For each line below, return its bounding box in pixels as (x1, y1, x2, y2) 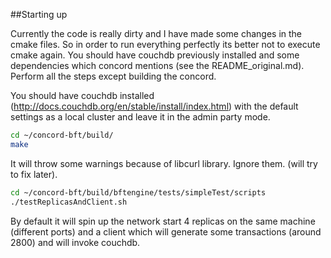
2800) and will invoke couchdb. (10, 236, 141, 248)
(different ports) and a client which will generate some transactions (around (10, 225, 322, 238)
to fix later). (10, 168, 58, 180)
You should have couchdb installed (10, 90, 155, 101)
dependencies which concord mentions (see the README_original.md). (10, 60, 305, 71)
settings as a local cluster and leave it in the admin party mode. (10, 111, 271, 123)
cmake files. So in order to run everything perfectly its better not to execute (10, 39, 321, 50)
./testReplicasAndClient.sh (10, 197, 128, 207)
